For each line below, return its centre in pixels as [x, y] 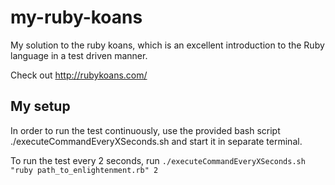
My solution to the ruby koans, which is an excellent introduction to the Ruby [167, 45]
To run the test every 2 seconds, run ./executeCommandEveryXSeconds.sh [158, 160]
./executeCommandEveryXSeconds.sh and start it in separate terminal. [156, 141]
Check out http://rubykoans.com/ [79, 75]
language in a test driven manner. [79, 55]
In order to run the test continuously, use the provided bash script [145, 130]
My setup [40, 106]
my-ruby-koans [76, 17]
